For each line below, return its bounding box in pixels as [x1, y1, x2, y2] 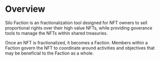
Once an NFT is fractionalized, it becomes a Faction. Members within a [5, 39, 148, 45]
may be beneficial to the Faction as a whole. [5, 50, 94, 56]
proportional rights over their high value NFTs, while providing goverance [5, 25, 153, 30]
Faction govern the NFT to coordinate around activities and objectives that [5, 45, 155, 51]
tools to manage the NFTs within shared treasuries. [5, 30, 108, 36]
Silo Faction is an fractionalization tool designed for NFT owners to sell [5, 20, 148, 26]
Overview [5, 3, 46, 15]
